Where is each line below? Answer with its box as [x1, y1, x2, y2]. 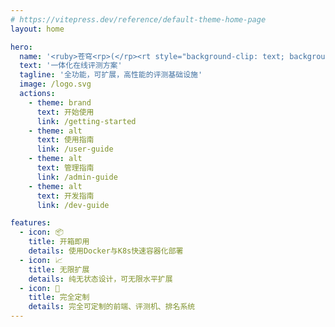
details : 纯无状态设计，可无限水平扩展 [28, 274, 173, 284]
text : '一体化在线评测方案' [19, 61, 123, 71]
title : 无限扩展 [28, 264, 90, 275]
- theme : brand [28, 97, 92, 108]
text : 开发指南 [36, 191, 95, 201]
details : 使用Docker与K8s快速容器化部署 [28, 246, 184, 256]
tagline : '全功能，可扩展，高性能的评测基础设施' [19, 70, 203, 80]
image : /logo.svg [19, 79, 92, 90]
